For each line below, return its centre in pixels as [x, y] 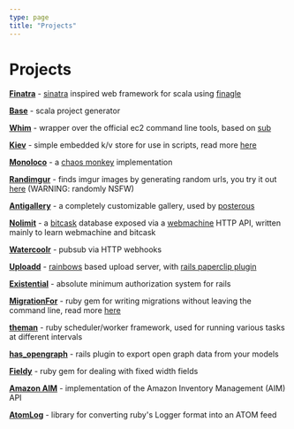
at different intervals [46, 337]
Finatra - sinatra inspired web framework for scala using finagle [125, 94]
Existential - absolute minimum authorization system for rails [120, 284]
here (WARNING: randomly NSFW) [72, 189]
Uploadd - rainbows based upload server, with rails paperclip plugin [133, 267]
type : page [29, 17]
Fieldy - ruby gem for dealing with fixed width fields [104, 372]
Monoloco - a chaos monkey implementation [91, 162]
